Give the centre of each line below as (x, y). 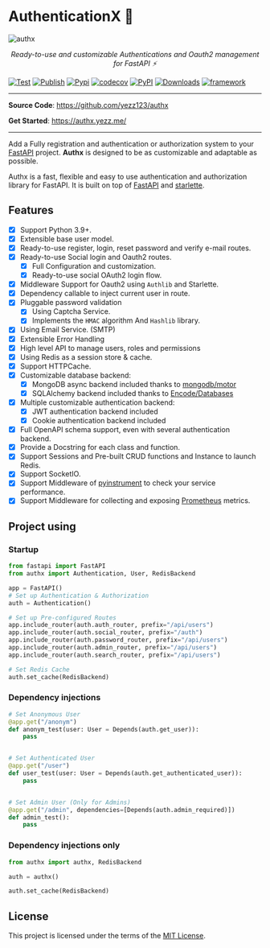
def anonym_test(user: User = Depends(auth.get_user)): (104, 729)
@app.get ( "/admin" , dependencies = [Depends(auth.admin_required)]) (122, 810)
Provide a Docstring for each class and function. (100, 447)
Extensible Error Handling (62, 339)
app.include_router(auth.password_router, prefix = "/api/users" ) (118, 640)
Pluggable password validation (71, 303)
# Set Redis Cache (39, 670)
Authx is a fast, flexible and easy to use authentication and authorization (128, 176)
